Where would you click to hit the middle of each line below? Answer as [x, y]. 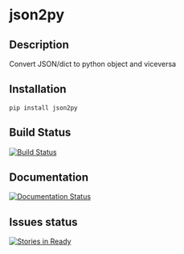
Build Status [40, 133]
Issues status [44, 222]
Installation [38, 89]
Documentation [49, 178]
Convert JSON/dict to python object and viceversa [92, 64]
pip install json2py [44, 108]
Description [39, 45]
